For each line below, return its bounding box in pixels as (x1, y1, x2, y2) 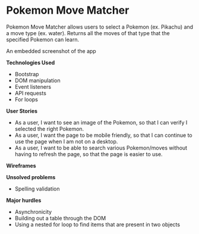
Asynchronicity (14, 208, 52, 215)
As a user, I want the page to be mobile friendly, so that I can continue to (14, 132, 193, 139)
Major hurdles (6, 196, 42, 204)
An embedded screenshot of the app (6, 47, 96, 54)
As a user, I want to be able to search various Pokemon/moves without (14, 144, 188, 151)
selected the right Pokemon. (14, 125, 84, 132)
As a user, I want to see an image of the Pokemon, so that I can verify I (14, 118, 188, 126)
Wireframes (6, 162, 37, 169)
